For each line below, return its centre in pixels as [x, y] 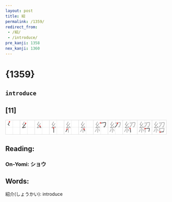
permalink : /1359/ [25, 21]
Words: [17, 181]
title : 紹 [15, 16]
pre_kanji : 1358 [23, 43]
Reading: [20, 149]
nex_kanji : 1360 [23, 48]
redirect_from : [21, 27]
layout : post [19, 11]
